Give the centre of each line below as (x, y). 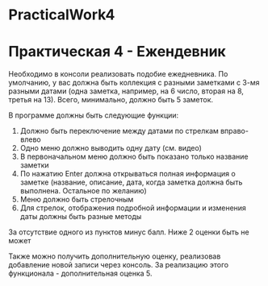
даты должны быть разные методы (81, 217)
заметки (35, 165)
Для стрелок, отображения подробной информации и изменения (133, 208)
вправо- (234, 131)
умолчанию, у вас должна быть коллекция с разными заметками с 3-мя (134, 83)
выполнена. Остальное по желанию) (83, 191)
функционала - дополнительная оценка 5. (80, 274)
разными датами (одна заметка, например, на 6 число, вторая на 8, (126, 91)
